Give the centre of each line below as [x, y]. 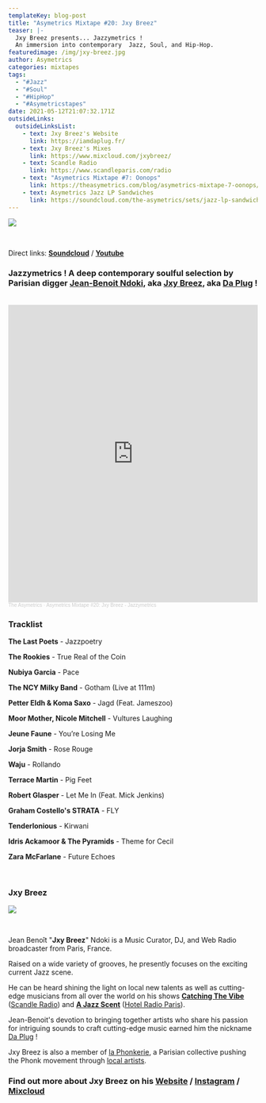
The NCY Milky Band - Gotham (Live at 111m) [82, 688]
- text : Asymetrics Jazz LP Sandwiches [88, 192]
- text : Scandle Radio [60, 163]
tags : [17, 75]
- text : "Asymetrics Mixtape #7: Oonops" [91, 178]
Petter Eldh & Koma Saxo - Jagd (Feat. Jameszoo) [91, 703]
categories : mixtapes [44, 67]
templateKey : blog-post [47, 15]
